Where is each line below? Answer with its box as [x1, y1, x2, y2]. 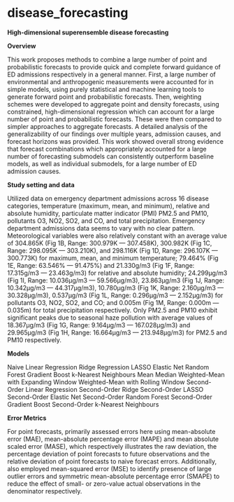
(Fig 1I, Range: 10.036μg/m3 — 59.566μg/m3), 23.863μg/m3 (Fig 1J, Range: [7, 276, 225, 285]
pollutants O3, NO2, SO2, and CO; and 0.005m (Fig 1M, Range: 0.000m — [7, 298, 219, 306]
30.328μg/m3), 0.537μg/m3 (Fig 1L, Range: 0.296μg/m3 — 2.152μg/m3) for [7, 291, 224, 299]
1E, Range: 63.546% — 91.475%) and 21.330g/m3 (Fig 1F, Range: [7, 261, 195, 269]
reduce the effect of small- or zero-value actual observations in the [7, 479, 201, 488]
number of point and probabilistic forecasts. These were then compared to [7, 114, 222, 123]
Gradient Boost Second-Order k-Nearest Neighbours [7, 400, 159, 408]
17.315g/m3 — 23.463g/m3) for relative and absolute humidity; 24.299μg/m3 [7, 269, 228, 277]
